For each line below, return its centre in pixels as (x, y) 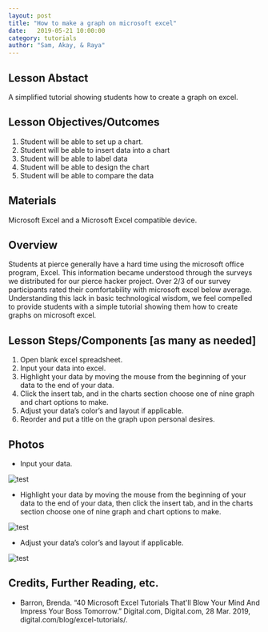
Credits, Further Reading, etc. (84, 584)
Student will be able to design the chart (84, 167)
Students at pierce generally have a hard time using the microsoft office (126, 264)
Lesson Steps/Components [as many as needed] (132, 340)
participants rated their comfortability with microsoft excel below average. (130, 290)
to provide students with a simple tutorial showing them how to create (123, 307)
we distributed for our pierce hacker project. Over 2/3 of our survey (120, 282)
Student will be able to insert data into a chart (95, 150)
